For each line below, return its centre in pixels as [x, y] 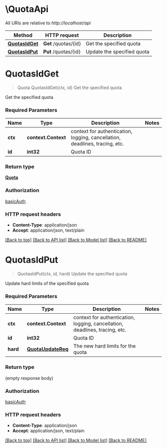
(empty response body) [29, 378]
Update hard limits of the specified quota [47, 283]
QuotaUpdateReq [47, 349]
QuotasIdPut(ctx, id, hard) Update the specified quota [72, 274]
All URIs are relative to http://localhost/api [48, 23]
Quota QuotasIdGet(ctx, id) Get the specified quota [70, 88]
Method [23, 35]
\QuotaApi [27, 9]
